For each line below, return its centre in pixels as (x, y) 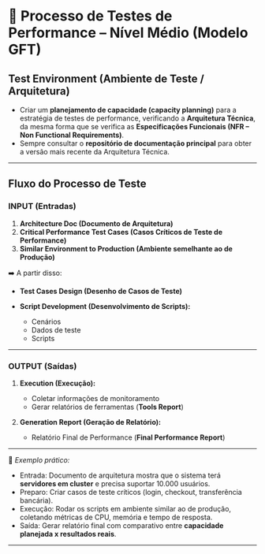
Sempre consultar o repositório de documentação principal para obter (136, 143)
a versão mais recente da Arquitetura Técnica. (94, 152)
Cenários (46, 322)
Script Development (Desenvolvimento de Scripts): (105, 306)
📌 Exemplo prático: (39, 459)
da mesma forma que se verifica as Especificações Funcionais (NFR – (134, 126)
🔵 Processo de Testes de (90, 16)
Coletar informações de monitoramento (95, 398)
